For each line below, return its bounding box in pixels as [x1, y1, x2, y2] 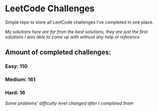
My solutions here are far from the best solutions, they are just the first [5, 28, 148, 34]
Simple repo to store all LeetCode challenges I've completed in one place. [5, 19, 154, 25]
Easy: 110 [5, 63, 28, 70]
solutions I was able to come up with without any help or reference [5, 34, 140, 40]
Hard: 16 [5, 89, 25, 96]
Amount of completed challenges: [5, 48, 111, 56]
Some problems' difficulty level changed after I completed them [5, 100, 134, 106]
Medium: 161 [5, 76, 36, 83]
